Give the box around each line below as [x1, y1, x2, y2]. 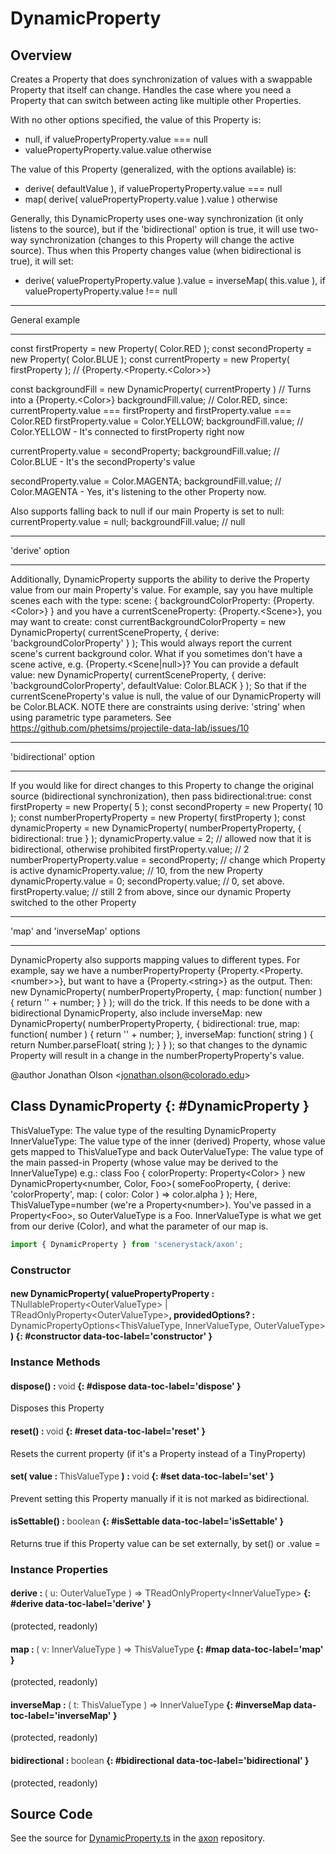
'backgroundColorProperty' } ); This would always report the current [10, 637, 293, 649]
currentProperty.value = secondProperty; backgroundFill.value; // [10, 445, 280, 457]
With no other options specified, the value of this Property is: [10, 114, 262, 126]
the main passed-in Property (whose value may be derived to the [10, 1156, 279, 1168]
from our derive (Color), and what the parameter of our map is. [10, 1220, 269, 1232]
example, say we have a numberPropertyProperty [10, 965, 216, 976]
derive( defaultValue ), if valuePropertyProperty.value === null [24, 183, 283, 194]
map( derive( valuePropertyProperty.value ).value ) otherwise [24, 193, 278, 205]
